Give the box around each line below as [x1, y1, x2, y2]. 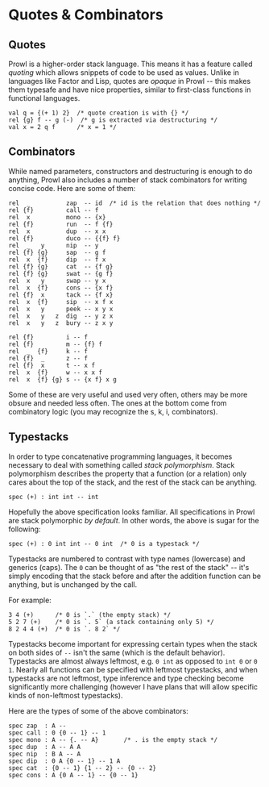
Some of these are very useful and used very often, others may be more [8, 389, 248, 399]
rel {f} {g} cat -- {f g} [8, 262, 114, 271]
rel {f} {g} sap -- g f [8, 248, 106, 256]
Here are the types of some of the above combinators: [8, 706, 189, 715]
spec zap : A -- [8, 722, 67, 730]
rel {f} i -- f [8, 333, 89, 341]
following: [8, 524, 41, 534]
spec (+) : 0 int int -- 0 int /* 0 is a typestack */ [8, 539, 200, 548]
